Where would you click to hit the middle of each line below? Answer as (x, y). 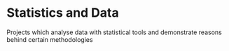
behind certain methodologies (50, 39)
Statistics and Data (63, 13)
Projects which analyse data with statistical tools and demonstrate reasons (114, 32)
